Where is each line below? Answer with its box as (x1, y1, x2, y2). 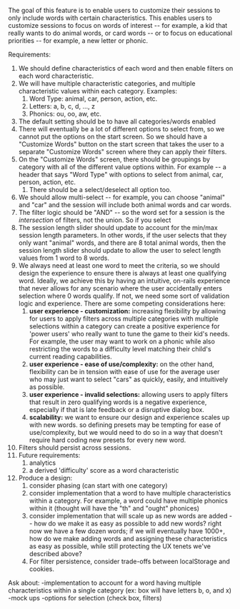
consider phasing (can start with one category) (29, 481, 168, 490)
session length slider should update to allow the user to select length (18, 246, 221, 254)
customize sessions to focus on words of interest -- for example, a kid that (8, 21, 228, 29)
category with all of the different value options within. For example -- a (18, 163, 227, 171)
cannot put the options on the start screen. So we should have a (18, 132, 208, 141)
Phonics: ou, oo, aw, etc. (29, 110, 102, 118)
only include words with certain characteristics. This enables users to (8, 14, 213, 22)
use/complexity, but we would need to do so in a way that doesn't (29, 428, 224, 436)
